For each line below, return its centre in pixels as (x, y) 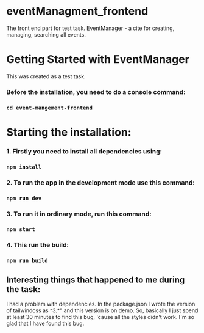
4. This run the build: (37, 245)
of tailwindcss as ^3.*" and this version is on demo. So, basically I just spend (102, 310)
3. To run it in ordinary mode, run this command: (79, 214)
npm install (24, 167)
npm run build (27, 261)
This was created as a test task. (46, 76)
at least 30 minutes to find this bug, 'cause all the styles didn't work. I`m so (100, 317)
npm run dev (24, 198)
